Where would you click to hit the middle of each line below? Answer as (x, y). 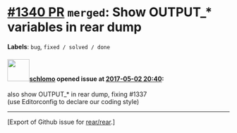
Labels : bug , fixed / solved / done (59, 46)
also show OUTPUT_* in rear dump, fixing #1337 (77, 94)
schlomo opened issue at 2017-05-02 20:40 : (97, 79)
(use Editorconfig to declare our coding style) (73, 102)
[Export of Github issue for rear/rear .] (61, 122)
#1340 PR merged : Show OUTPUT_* (110, 12)
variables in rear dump (75, 27)
